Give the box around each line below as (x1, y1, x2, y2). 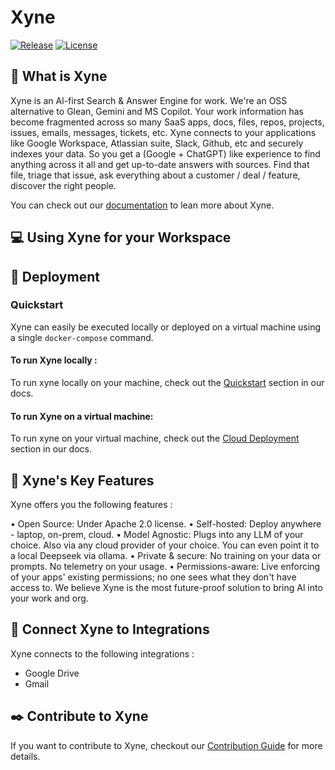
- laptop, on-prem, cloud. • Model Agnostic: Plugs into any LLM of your (10, 529, 304, 541)
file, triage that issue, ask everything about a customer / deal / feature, (10, 169, 301, 181)
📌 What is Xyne (10, 68, 108, 85)
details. (10, 750, 41, 762)
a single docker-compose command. (10, 331, 154, 343)
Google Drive (24, 667, 80, 679)
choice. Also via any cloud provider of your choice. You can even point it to (10, 539, 320, 551)
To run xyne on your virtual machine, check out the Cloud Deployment (10, 432, 300, 445)
